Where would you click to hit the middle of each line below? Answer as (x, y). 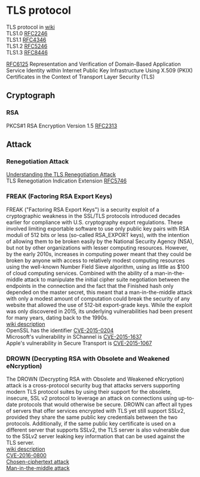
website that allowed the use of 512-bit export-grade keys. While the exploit (99, 305)
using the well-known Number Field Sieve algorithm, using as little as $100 (98, 266)
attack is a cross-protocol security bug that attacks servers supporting (93, 385)
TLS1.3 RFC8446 (27, 52)
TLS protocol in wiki (30, 27)
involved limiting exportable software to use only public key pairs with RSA (98, 229)
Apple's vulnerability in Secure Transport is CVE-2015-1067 (79, 343)
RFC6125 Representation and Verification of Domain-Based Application (93, 64)
